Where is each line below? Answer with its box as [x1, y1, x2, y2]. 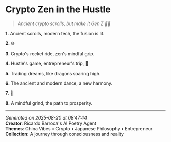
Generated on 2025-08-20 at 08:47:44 [5, 114, 88, 121]
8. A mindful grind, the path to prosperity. [5, 100, 93, 106]
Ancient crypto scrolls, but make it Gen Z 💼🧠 [17, 20, 111, 27]
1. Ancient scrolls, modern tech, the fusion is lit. [5, 30, 105, 36]
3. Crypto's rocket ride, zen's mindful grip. [5, 50, 95, 57]
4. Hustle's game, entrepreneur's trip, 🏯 [5, 60, 89, 66]
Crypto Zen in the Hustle [5, 4, 111, 15]
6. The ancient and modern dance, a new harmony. [5, 80, 113, 86]
